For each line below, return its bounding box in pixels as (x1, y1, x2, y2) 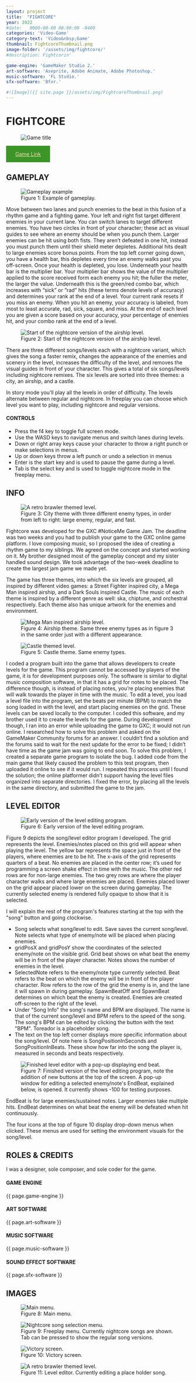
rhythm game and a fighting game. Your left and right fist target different (6, 212, 180, 219)
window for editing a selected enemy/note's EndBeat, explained (20, 1080, 174, 1087)
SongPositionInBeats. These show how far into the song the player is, (14, 1043, 183, 1050)
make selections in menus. (14, 446, 79, 453)
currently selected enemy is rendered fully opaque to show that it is (6, 890, 169, 897)
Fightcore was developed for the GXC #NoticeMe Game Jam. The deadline (6, 527, 187, 534)
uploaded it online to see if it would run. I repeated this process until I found (6, 765, 188, 772)
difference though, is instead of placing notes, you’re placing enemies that (6, 685, 185, 692)
